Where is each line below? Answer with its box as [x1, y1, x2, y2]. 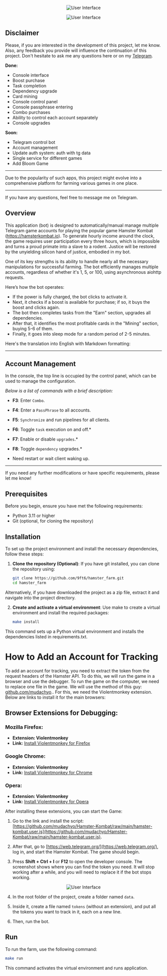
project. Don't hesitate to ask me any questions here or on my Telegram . [5, 52, 153, 58]
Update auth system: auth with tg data [12, 150, 91, 156]
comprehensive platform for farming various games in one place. [5, 180, 138, 186]
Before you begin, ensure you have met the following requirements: [5, 503, 143, 509]
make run [5, 956, 23, 961]
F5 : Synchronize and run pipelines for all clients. [12, 417, 110, 423]
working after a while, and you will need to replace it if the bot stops [12, 869, 152, 875]
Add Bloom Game [12, 160, 49, 166]
